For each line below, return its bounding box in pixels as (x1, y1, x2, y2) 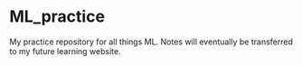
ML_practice (9, 6, 106, 27)
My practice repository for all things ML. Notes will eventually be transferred (9, 36, 294, 47)
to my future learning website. (9, 45, 121, 56)
